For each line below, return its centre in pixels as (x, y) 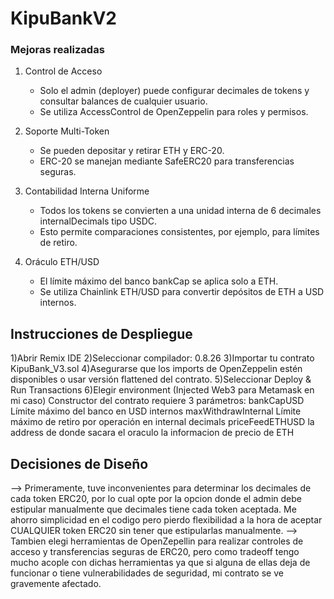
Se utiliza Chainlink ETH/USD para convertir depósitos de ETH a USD (182, 292)
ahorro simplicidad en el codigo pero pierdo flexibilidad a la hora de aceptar (166, 520)
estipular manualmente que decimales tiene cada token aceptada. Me (153, 509)
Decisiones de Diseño (79, 463)
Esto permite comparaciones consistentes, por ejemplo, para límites (179, 232)
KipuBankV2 (64, 18)
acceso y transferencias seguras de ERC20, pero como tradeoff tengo (155, 552)
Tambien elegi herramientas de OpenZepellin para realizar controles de (157, 541)
